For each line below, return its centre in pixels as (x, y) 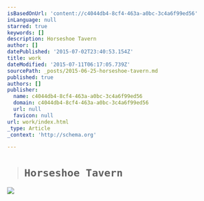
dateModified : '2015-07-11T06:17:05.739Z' (69, 64)
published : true (30, 77)
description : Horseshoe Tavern (52, 39)
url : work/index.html (38, 122)
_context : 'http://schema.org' (52, 134)
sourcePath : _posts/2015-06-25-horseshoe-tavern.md (82, 71)
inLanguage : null (32, 20)
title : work (24, 58)
